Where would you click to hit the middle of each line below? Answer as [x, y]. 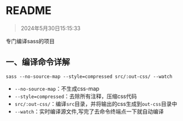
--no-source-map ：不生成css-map [57, 88]
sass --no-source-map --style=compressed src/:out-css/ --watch [89, 77]
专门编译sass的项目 [30, 41]
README [29, 11]
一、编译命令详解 [38, 62]
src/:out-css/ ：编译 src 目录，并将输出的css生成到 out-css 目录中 [96, 103]
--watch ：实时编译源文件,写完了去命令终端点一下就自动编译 [89, 111]
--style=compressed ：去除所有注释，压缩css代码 [76, 96]
